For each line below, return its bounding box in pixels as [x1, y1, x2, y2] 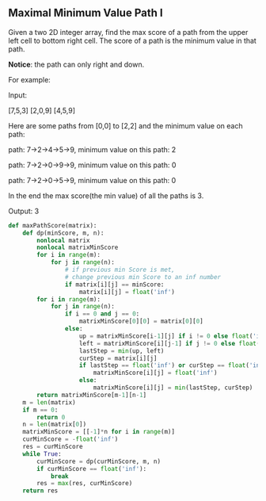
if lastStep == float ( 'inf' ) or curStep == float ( [78, 361, 249, 369]
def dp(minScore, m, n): [22, 229, 104, 237]
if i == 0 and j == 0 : [64, 310, 140, 318]
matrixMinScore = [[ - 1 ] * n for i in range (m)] [22, 428, 176, 436]
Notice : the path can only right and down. [8, 59, 145, 69]
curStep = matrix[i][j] [78, 354, 158, 362]
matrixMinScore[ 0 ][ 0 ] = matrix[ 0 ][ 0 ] [78, 317, 203, 326]
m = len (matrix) [22, 398, 77, 407]
